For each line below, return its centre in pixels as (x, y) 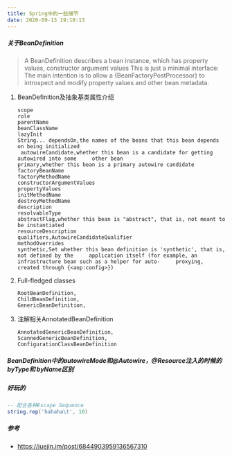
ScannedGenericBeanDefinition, (62, 339)
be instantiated (41, 226)
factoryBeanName (41, 171)
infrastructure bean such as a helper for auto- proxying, (110, 262)
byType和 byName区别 (41, 369)
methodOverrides (41, 244)
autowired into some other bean (70, 159)
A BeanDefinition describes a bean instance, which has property (116, 61)
